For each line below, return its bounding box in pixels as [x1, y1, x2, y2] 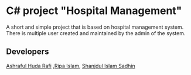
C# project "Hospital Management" [6, 4, 182, 18]
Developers [6, 47, 49, 57]
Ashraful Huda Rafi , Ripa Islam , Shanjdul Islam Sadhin [6, 62, 136, 69]
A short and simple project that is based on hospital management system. [6, 23, 184, 30]
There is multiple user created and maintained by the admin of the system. [6, 29, 186, 36]
